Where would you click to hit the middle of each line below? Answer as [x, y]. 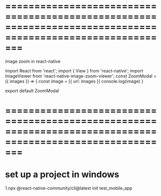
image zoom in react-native [33, 61]
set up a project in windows [62, 175]
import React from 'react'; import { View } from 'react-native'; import [74, 71]
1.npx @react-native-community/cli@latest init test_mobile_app [69, 188]
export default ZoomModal [32, 91]
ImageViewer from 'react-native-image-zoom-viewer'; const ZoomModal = [81, 76]
